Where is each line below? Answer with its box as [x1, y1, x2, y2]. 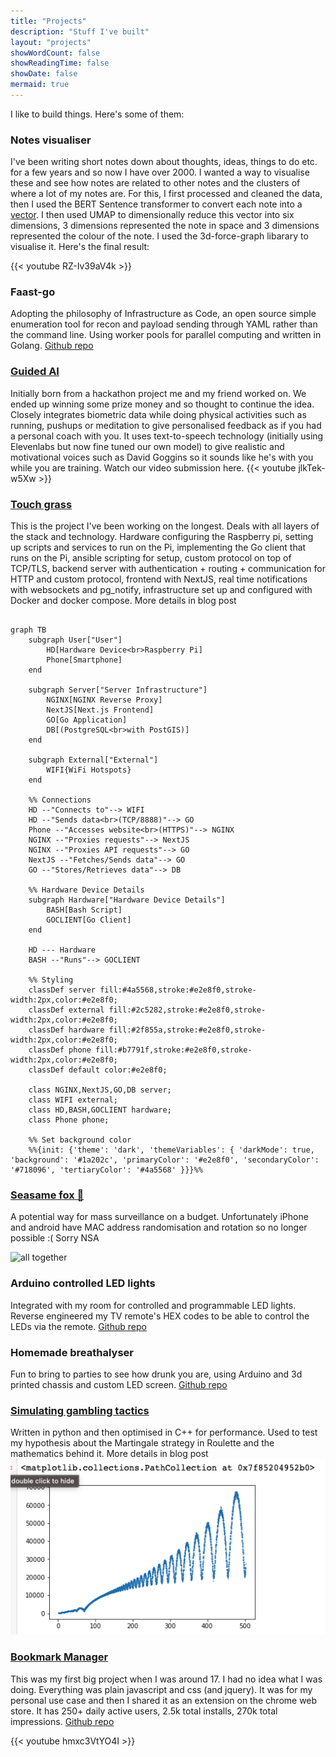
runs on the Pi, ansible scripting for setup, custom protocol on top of [10, 552, 292, 564]
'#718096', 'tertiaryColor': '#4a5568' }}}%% [10, 1165, 203, 1175]
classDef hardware [28, 1025, 105, 1035]
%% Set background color [28, 1135, 132, 1145]
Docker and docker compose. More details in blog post [10, 595, 237, 607]
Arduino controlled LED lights [10, 1276, 156, 1290]
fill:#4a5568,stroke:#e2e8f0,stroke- [99, 985, 257, 995]
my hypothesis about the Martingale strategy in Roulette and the [10, 1437, 275, 1449]
